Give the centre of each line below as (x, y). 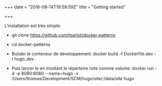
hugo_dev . (25, 59)
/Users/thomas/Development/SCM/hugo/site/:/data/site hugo (73, 79)
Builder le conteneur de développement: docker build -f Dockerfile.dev (82, 54)
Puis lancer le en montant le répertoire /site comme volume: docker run (82, 68)
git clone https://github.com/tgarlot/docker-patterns (64, 35)
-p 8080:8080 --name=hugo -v (47, 73)
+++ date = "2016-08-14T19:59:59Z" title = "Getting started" (65, 7)
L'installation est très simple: (33, 26)
